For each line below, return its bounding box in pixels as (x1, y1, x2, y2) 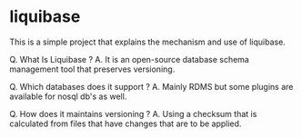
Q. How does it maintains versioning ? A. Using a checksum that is (9, 108, 257, 119)
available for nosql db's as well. (9, 91, 127, 102)
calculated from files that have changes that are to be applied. (9, 118, 242, 129)
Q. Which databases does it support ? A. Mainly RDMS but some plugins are (9, 81, 294, 92)
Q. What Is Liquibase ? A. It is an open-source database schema (9, 54, 250, 64)
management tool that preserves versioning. (9, 64, 176, 74)
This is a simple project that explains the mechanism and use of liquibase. (9, 36, 287, 47)
